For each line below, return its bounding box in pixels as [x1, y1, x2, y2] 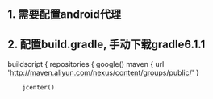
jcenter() [22, 84, 56, 92]
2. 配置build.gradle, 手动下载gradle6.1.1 [7, 37, 206, 51]
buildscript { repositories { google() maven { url [7, 60, 165, 69]
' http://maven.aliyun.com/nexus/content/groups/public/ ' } [7, 68, 199, 78]
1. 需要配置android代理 [7, 7, 122, 22]
